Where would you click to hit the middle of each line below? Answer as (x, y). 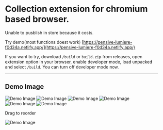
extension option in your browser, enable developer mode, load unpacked (79, 62)
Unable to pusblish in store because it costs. (49, 32)
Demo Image (24, 87)
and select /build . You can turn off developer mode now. (62, 67)
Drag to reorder (21, 113)
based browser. (37, 19)
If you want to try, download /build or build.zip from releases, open (74, 56)
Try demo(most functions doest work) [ (44, 42)
